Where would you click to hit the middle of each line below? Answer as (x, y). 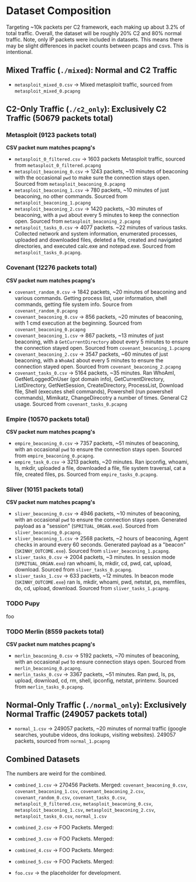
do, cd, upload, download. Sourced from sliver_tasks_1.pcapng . (92, 588)
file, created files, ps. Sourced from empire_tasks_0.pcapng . (86, 474)
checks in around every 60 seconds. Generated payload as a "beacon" (100, 545)
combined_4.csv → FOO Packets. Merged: (64, 850)
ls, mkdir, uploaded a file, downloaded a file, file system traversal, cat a (100, 468)
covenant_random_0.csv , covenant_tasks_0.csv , (71, 797)
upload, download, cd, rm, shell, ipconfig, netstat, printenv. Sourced (96, 680)
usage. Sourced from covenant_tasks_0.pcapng (71, 404)
